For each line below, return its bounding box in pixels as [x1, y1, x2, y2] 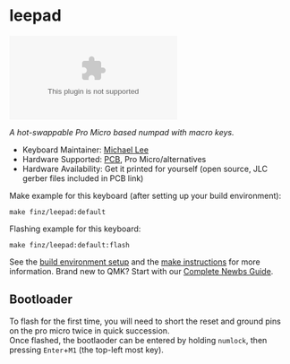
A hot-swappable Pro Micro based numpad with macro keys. [9, 126, 235, 137]
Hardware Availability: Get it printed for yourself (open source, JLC [21, 163, 269, 174]
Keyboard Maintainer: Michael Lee [21, 144, 149, 155]
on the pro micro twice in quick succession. [9, 325, 170, 336]
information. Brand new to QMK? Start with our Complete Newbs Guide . [9, 265, 274, 276]
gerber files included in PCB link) [21, 172, 144, 184]
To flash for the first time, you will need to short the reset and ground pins [9, 316, 282, 326]
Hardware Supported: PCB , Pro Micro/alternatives [21, 153, 207, 164]
